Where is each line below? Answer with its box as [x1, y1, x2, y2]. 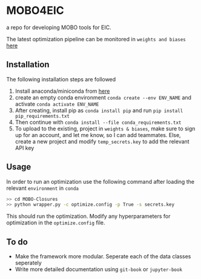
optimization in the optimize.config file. [6, 219, 105, 226]
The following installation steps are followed [6, 75, 116, 82]
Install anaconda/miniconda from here [15, 87, 110, 95]
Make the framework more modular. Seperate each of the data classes [15, 253, 191, 260]
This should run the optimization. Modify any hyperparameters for [6, 213, 171, 220]
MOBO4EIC [6, 4, 65, 18]
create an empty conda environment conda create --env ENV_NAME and [15, 93, 192, 101]
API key [15, 144, 35, 152]
